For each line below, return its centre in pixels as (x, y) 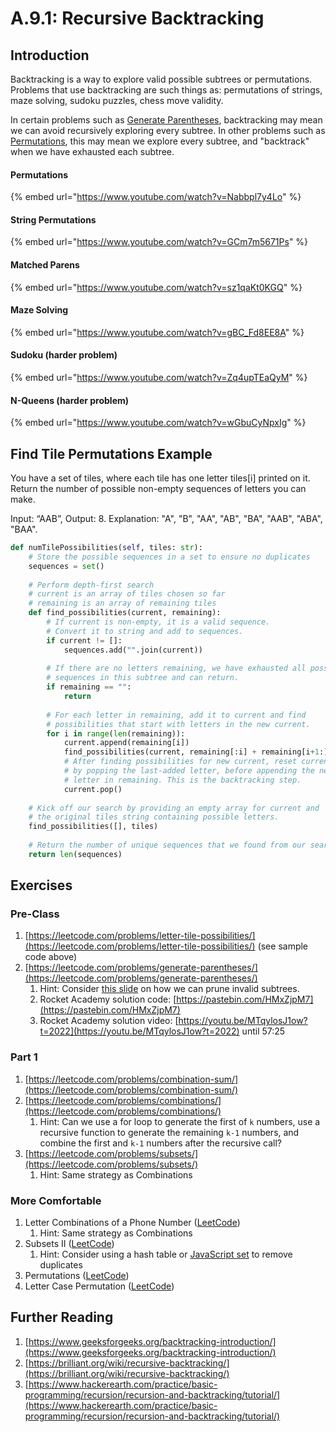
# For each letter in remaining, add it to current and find (176, 715)
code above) (51, 957)
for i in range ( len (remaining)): (116, 733)
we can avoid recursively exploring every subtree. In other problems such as (168, 130)
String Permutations (53, 219)
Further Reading (62, 1317)
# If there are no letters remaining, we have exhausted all (176, 668)
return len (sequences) (75, 854)
